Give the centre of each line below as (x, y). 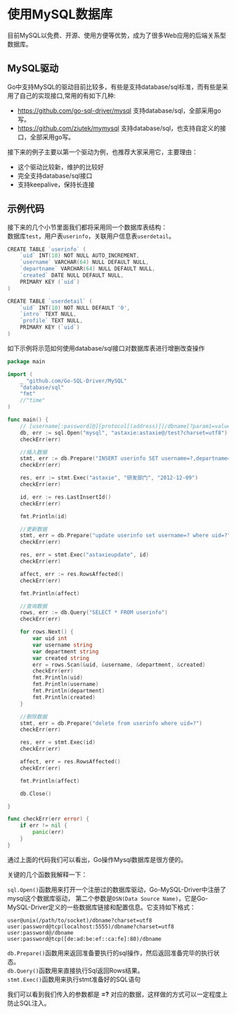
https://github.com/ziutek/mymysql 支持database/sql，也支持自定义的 (119, 128)
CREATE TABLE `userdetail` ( (50, 301)
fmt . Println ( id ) (44, 516)
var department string (66, 651)
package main (26, 361)
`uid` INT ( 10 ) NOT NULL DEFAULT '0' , (75, 308)
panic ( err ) (48, 832)
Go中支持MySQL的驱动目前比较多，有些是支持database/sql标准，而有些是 (115, 87)
